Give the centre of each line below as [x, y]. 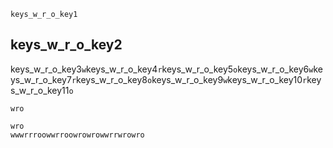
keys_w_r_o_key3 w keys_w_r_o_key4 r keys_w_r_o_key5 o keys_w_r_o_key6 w [162, 69]
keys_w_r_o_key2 [66, 45]
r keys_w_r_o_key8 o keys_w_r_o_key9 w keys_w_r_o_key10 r [189, 79]
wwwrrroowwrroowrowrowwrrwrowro [77, 135]
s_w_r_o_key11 [40, 90]
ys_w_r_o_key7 [41, 79]
